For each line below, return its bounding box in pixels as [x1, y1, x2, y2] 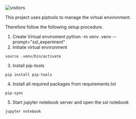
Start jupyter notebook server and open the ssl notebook [12, 100, 129, 105]
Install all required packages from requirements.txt [12, 81, 116, 87]
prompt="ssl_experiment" [12, 39, 66, 45]
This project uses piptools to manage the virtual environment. [5, 14, 131, 20]
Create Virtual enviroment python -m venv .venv [12, 34, 112, 39]
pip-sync [5, 91, 23, 96]
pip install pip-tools [5, 72, 52, 77]
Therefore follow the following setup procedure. [5, 24, 104, 30]
